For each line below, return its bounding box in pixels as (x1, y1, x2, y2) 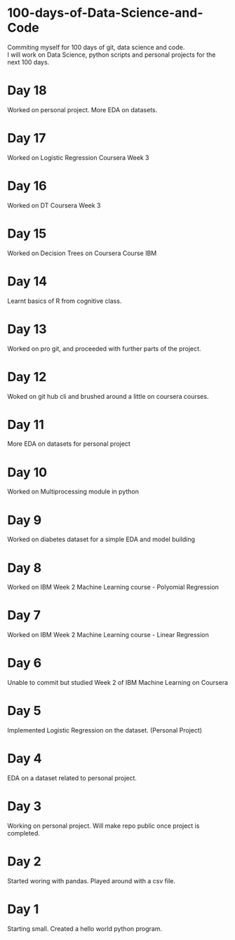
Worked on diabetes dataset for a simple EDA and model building (7, 535, 195, 544)
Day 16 (7, 178, 47, 193)
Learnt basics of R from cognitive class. (7, 297, 122, 305)
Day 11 (7, 416, 44, 432)
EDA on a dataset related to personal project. (7, 774, 137, 782)
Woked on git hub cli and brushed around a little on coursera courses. (7, 392, 209, 400)
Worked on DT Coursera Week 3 (7, 201, 101, 210)
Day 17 (7, 130, 46, 147)
